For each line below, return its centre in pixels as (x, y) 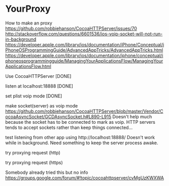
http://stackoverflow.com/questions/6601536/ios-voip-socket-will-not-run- (84, 34)
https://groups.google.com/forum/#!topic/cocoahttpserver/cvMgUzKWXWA (84, 178)
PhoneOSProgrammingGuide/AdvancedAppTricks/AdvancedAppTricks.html (84, 50)
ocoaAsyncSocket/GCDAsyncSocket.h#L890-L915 (58, 116)
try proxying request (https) (34, 162)
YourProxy (28, 9)
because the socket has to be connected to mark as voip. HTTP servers (80, 122)
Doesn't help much (132, 116)
